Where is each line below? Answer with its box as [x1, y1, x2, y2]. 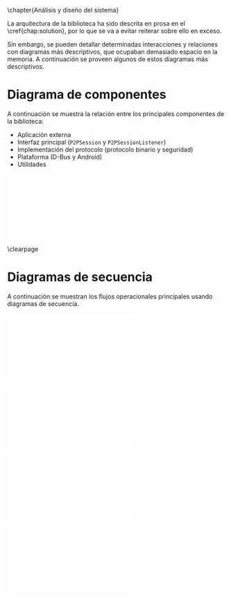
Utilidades [17, 160, 46, 168]
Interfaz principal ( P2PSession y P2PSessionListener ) [17, 138, 166, 146]
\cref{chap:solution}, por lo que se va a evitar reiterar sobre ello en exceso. [7, 27, 222, 35]
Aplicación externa [17, 130, 71, 138]
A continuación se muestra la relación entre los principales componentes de [7, 109, 225, 118]
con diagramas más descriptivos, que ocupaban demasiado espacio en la [7, 48, 218, 56]
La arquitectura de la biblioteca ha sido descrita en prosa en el [7, 19, 186, 27]
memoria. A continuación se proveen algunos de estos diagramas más [7, 55, 208, 63]
